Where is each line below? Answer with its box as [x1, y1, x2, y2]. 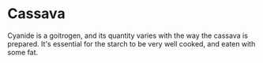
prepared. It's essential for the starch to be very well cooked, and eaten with [7, 39, 256, 48]
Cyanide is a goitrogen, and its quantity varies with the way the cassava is [7, 31, 248, 40]
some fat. [7, 47, 39, 57]
